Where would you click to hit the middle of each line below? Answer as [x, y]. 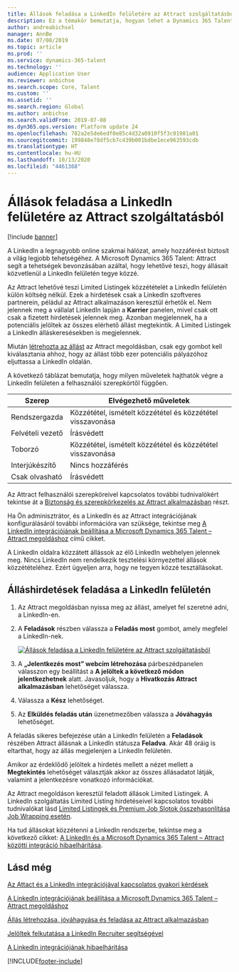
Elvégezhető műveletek [149, 400]
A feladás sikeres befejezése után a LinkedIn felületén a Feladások [105, 735]
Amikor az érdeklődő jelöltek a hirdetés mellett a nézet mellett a [100, 764]
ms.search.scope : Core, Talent [54, 87]
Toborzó [25, 449]
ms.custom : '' [28, 93]
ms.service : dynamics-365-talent [57, 61]
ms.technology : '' [34, 67]
